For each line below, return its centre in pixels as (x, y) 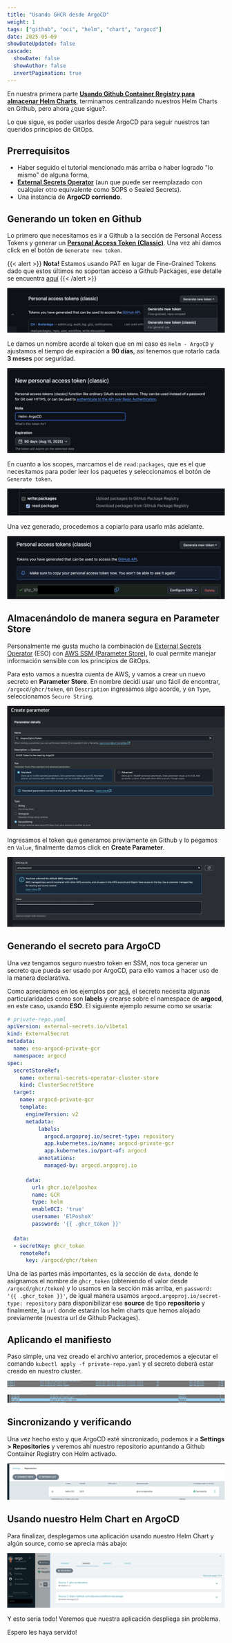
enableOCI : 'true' (58, 1209)
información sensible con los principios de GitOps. (79, 660)
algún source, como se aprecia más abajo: (67, 1543)
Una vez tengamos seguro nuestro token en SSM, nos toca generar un (107, 963)
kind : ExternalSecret (38, 1034)
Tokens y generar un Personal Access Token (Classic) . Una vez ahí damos (114, 243)
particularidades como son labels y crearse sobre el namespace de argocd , (115, 999)
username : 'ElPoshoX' (63, 1217)
